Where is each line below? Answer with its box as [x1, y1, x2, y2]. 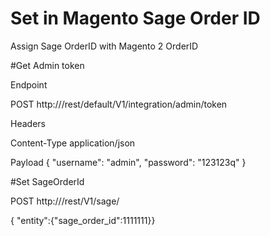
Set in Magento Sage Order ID [10, 7, 261, 30]
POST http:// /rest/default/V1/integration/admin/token [10, 98, 228, 110]
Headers [10, 117, 46, 129]
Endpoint [10, 78, 48, 91]
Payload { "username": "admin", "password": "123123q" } [10, 156, 247, 168]
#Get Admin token [10, 59, 85, 71]
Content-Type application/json [10, 137, 136, 149]
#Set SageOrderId [10, 175, 85, 187]
